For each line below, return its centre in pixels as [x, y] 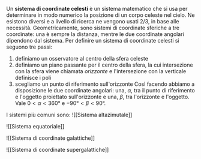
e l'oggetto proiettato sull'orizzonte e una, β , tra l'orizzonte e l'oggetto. [102, 97]
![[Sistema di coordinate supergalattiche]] [58, 150]
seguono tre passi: [29, 47]
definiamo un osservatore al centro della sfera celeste [82, 58]
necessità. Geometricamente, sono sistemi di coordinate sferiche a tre [93, 28]
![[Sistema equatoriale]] [35, 126]
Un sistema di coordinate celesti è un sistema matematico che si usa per [97, 9]
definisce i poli [33, 78]
